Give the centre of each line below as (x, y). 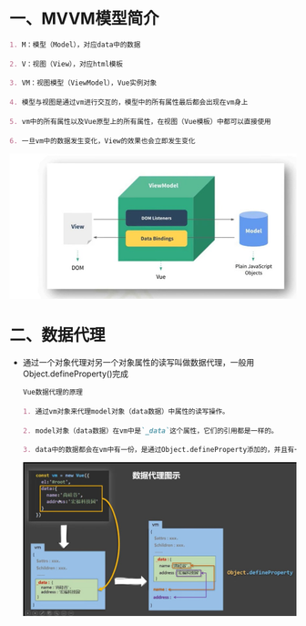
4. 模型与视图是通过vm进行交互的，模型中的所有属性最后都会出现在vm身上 (129, 103)
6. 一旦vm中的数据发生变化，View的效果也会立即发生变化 (102, 141)
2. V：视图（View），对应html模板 (66, 64)
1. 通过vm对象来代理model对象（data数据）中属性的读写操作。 (126, 411)
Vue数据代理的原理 (53, 393)
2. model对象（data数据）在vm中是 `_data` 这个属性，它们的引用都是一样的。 (150, 431)
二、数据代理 (58, 336)
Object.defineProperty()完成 (76, 374)
